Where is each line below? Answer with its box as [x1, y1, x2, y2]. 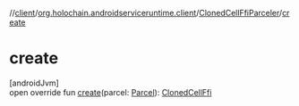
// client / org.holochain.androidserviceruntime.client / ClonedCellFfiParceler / [9, 8, 283, 18]
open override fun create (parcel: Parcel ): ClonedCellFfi [9, 86, 212, 97]
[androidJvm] [9, 77, 60, 88]
